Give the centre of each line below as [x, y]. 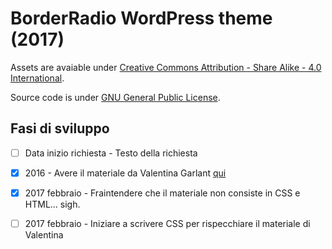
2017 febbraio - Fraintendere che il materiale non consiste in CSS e [162, 193]
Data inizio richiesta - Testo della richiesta [111, 153]
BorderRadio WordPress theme [141, 18]
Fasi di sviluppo [60, 128]
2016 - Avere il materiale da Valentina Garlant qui [125, 173]
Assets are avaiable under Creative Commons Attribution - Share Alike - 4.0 [166, 67]
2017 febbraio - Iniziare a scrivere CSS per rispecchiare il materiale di [167, 223]
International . [37, 78]
